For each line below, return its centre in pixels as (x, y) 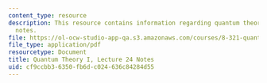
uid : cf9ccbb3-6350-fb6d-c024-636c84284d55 (81, 67)
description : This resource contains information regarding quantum (124, 23)
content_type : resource (48, 15)
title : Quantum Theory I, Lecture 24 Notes (81, 60)
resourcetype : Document (48, 52)
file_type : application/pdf (55, 45)
